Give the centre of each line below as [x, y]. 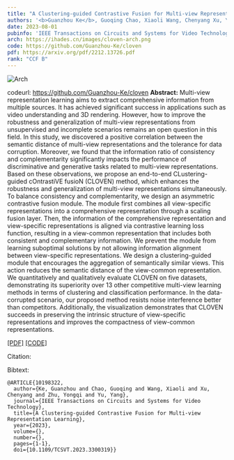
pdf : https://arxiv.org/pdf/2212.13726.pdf [71, 53]
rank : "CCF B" [28, 59]
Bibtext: [18, 369]
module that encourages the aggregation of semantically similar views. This [116, 263]
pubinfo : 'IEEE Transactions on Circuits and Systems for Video [102, 33]
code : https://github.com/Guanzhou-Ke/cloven [74, 46]
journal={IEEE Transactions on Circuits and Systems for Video [107, 401]
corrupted [22, 300]
